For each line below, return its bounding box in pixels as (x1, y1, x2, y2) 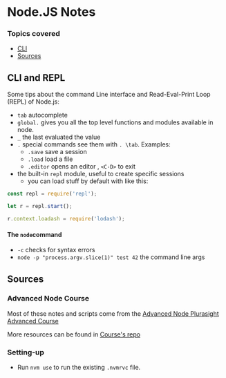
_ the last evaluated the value (17, 133, 101, 142)
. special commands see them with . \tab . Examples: (17, 140, 171, 149)
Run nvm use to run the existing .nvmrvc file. (17, 363, 141, 372)
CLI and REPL (7, 72, 66, 84)
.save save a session (27, 148, 88, 156)
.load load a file (27, 155, 73, 163)
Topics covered (7, 29, 61, 39)
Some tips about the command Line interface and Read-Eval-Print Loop (7, 91, 211, 99)
